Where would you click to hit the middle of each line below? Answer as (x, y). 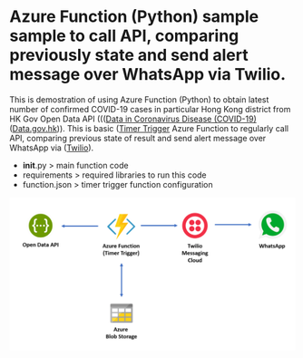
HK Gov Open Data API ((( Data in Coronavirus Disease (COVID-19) (133, 119)
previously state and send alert (129, 55)
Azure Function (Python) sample (134, 17)
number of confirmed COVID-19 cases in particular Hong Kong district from (150, 109)
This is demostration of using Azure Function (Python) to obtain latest (139, 99)
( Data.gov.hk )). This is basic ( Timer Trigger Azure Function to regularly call (149, 128)
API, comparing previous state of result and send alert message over (138, 138)
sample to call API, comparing (124, 36)
